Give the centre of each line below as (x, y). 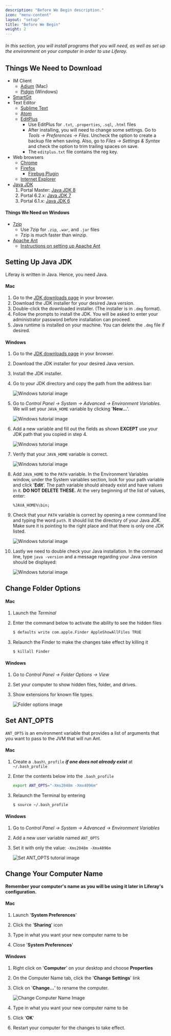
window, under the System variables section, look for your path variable (88, 480)
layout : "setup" (23, 20)
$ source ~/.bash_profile (40, 805)
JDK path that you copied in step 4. (50, 434)
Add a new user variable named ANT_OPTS (56, 838)
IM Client (22, 81)
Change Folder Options (43, 588)
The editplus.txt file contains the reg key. (73, 152)
